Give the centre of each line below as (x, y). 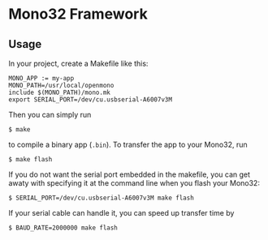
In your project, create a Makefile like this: (78, 63)
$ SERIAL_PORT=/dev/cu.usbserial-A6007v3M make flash (102, 198)
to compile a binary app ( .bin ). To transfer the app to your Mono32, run (128, 144)
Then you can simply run (50, 115)
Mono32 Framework (78, 14)
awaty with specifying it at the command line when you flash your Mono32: (134, 183)
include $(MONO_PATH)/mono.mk (60, 92)
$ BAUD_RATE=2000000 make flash (63, 228)
